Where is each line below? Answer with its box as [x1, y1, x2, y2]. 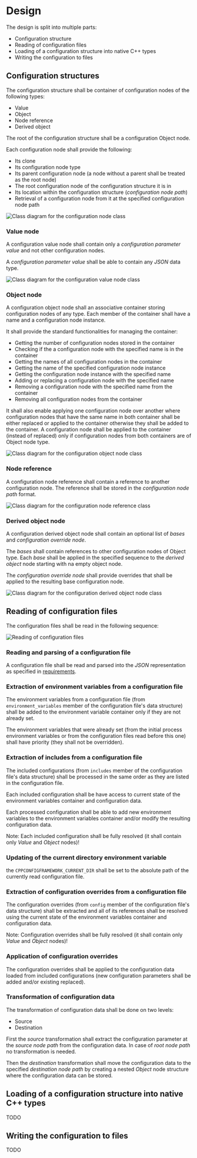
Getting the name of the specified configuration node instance [14, 364, 166, 372]
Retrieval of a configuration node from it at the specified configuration [14, 194, 185, 202]
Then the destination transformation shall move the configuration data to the [6, 1059, 191, 1066]
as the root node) [14, 176, 57, 183]
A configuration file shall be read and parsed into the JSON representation [6, 662, 186, 669]
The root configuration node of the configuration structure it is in [14, 182, 172, 189]
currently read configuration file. [6, 873, 85, 880]
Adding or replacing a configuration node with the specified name [14, 377, 175, 384]
